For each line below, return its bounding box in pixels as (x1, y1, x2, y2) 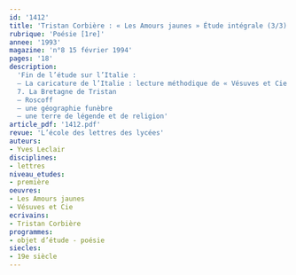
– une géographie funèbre (17, 104, 113, 113)
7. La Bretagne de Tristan (17, 87, 117, 96)
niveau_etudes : (9, 169, 66, 178)
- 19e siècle (9, 252, 58, 262)
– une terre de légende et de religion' (17, 112, 168, 121)
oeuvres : (9, 186, 42, 195)
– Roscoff (17, 95, 53, 105)
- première (9, 178, 50, 187)
